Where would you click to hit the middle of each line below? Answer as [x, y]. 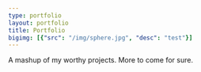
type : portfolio [35, 15]
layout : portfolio [38, 23]
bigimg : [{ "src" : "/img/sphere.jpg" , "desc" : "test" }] [100, 38]
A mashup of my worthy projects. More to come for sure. [101, 60]
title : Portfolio [37, 30]
